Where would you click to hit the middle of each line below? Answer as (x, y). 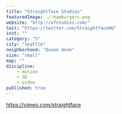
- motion (27, 72)
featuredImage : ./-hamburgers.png (48, 17)
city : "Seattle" (26, 45)
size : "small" (23, 55)
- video (26, 83)
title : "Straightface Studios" (44, 11)
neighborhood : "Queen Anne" (40, 50)
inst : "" (17, 33)
